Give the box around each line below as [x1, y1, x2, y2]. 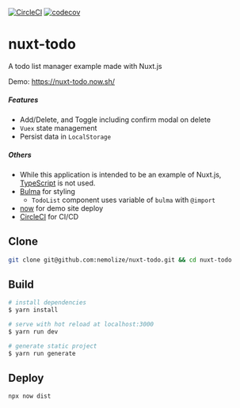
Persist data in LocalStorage [19, 132, 112, 141]
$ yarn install [8, 306, 59, 315]
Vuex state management [19, 123, 97, 132]
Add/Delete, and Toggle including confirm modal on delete [19, 115, 211, 124]
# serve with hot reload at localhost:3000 [8, 321, 154, 329]
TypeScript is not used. [19, 178, 96, 188]
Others [8, 150, 32, 159]
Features [8, 95, 39, 105]
